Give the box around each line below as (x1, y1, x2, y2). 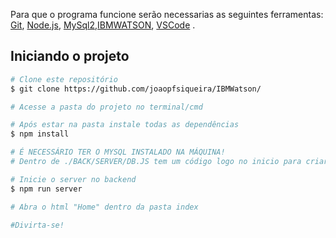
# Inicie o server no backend (10, 174, 137, 184)
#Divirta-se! (10, 220, 65, 230)
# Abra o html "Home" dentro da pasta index (10, 202, 199, 212)
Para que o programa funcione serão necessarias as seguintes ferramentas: (10, 9, 324, 20)
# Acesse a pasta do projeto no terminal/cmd (10, 102, 203, 112)
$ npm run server (10, 184, 83, 194)
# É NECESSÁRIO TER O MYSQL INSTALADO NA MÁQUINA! (10, 147, 226, 158)
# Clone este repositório (10, 74, 118, 84)
